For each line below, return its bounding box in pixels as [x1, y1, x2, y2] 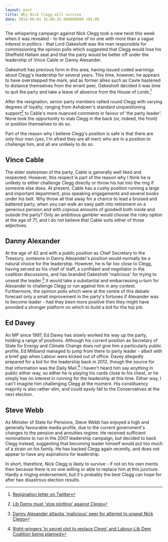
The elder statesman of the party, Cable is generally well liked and [5, 169, 141, 175]
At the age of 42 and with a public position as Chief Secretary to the [5, 250, 145, 256]
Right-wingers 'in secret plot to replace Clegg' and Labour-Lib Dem [12, 526, 151, 532]
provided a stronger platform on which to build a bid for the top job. [5, 304, 144, 310]
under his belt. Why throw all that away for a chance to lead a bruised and [5, 196, 157, 202]
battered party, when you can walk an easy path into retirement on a [5, 201, 146, 207]
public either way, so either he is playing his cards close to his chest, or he [5, 370, 158, 376]
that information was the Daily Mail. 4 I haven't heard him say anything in [5, 364, 153, 371]
